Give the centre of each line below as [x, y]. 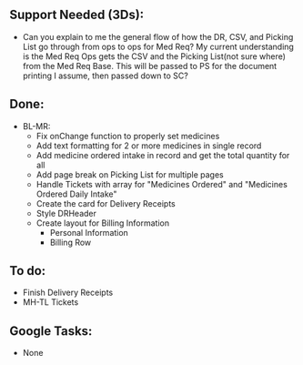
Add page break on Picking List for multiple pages [130, 174]
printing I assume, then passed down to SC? [105, 76]
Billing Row [71, 242]
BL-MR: [36, 126]
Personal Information [89, 232]
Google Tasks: [51, 331]
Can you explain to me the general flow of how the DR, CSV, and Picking [158, 36]
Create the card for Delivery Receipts [106, 203]
